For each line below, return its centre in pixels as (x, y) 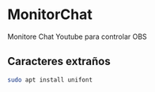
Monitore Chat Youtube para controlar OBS (77, 36)
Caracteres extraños (59, 61)
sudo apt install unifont (50, 80)
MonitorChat (50, 15)
